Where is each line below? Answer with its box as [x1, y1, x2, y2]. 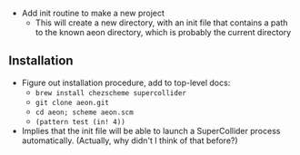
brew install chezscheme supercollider [35, 88, 187, 98]
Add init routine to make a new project [21, 8, 165, 18]
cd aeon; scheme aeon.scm [35, 108, 134, 117]
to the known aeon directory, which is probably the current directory [35, 27, 292, 37]
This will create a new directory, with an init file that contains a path [35, 17, 288, 28]
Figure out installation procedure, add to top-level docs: [21, 77, 231, 88]
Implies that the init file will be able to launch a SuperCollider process [21, 125, 281, 136]
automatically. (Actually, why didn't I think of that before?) [21, 135, 238, 146]
